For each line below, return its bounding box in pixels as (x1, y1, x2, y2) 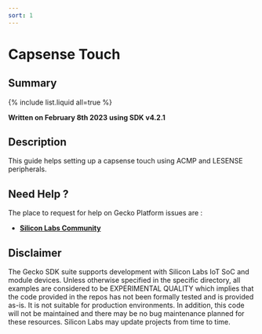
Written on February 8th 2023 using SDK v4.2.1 (8, 112, 166, 122)
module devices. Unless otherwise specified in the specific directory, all (8, 276, 241, 285)
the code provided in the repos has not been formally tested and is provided (8, 292, 254, 302)
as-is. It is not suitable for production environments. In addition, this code (8, 300, 245, 310)
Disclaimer (8, 246, 62, 259)
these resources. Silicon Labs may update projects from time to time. (8, 317, 231, 327)
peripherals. (8, 164, 47, 174)
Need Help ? (8, 187, 69, 200)
